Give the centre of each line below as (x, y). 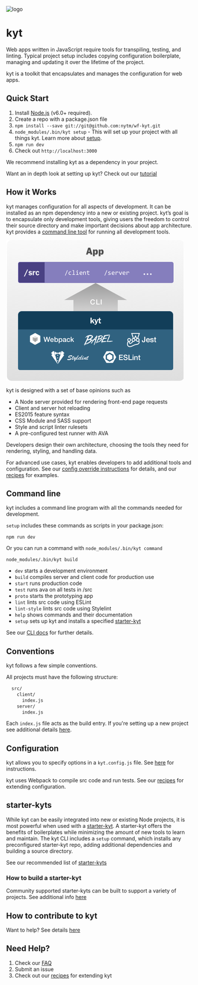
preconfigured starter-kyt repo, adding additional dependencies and (89, 845)
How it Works (31, 192)
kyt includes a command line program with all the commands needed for (94, 508)
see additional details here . (39, 730)
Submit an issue (34, 969)
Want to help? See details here (43, 930)
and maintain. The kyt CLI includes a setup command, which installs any (94, 838)
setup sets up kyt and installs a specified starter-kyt (78, 621)
